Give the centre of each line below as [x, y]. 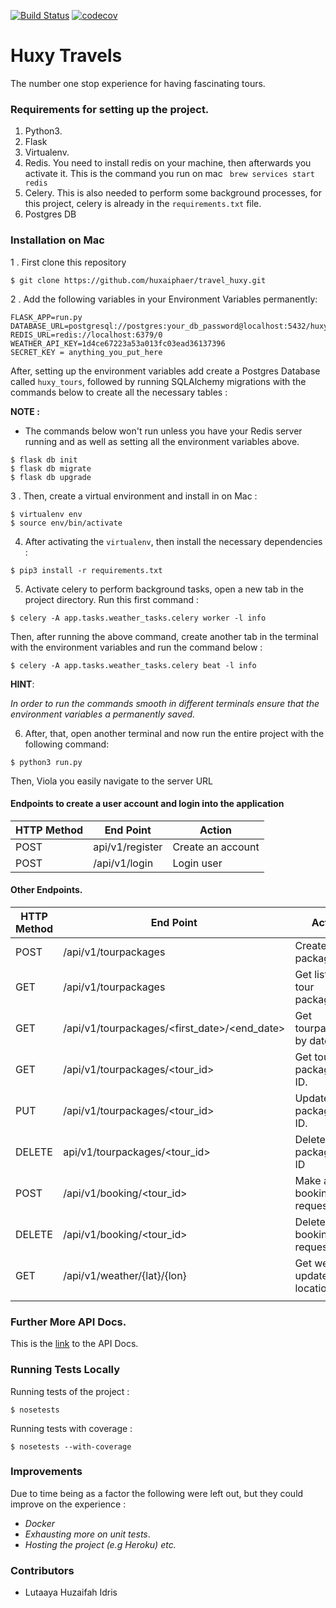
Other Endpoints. [46, 890]
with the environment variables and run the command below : [136, 647]
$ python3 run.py [46, 762]
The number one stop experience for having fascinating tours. [138, 83]
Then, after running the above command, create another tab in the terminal [164, 636]
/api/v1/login [123, 863]
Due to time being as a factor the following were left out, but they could [157, 1493]
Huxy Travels [66, 56]
